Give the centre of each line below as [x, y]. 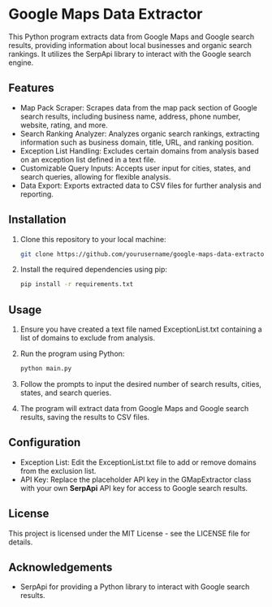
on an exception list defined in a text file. [88, 159]
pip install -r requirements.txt [77, 284]
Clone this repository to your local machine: [93, 239]
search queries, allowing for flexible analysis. [95, 176]
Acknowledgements [60, 568]
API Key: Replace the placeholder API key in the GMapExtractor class [136, 479]
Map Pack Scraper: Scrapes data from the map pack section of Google [138, 107]
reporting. [37, 194]
